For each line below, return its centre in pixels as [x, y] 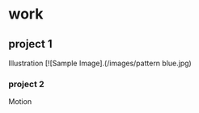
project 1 [30, 44]
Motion [20, 102]
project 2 [26, 84]
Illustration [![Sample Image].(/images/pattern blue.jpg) [100, 63]
